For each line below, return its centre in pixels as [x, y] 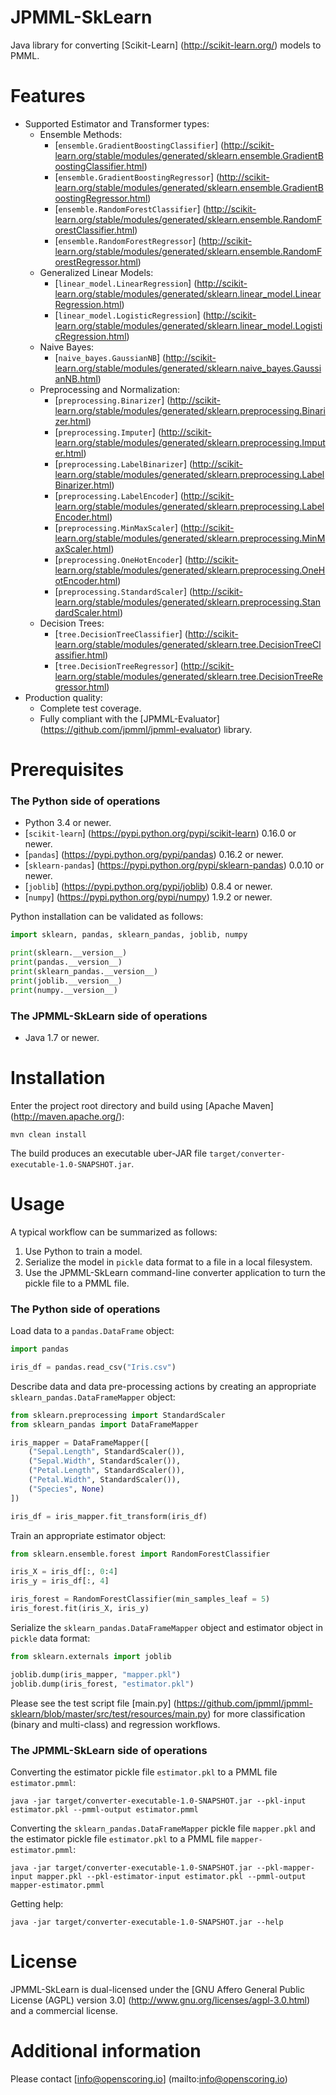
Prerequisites [67, 770]
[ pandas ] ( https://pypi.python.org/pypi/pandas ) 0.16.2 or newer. [154, 855]
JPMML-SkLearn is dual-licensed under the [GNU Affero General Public [157, 1989]
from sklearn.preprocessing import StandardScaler [118, 1415]
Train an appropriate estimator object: [88, 1535]
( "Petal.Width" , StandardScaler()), [105, 1480]
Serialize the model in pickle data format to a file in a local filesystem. [168, 1262]
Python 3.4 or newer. [68, 823]
